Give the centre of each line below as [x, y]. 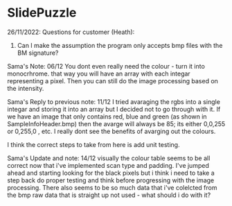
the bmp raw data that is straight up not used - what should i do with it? [109, 195]
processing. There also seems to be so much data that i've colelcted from [112, 187]
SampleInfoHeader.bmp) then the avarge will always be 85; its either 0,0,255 [116, 123]
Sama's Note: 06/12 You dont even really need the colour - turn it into [106, 66]
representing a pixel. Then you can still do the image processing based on [113, 80]
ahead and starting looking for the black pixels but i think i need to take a [111, 173]
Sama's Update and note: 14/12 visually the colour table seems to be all [109, 158]
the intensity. [26, 88]
